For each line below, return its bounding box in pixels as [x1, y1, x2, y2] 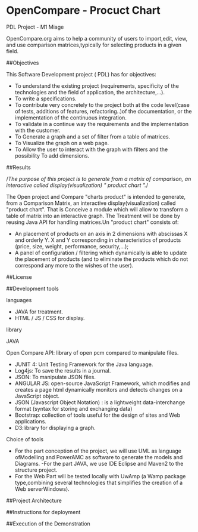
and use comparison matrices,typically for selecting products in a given [6, 41, 182, 48]
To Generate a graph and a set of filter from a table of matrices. [14, 133, 171, 140]
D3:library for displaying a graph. [14, 424, 96, 431]
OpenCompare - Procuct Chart [6, 4, 161, 17]
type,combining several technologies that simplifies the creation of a [14, 479, 183, 486]
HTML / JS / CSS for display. [14, 314, 85, 321]
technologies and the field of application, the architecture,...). [14, 88, 165, 96]
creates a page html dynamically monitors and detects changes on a [14, 386, 183, 393]
